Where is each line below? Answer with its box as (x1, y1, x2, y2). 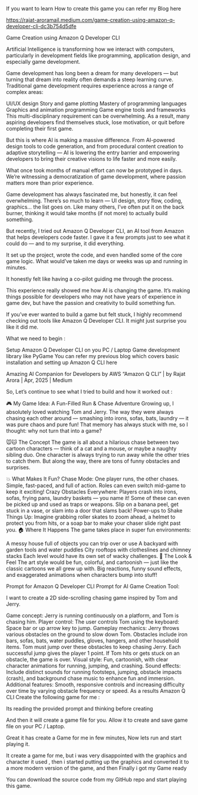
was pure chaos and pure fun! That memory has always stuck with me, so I (6, 421, 189, 428)
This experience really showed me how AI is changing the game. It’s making (6, 287, 190, 294)
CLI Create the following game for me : (6, 694, 100, 700)
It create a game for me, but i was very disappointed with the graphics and (6, 752, 187, 759)
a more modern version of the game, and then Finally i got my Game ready (6, 765, 187, 771)
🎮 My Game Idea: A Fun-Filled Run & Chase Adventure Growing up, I (6, 400, 174, 407)
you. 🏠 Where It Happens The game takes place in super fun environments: (6, 526, 192, 533)
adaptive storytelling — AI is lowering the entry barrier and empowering (6, 149, 180, 156)
